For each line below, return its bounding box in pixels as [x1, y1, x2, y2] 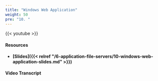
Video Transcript [5, 70, 41, 76]
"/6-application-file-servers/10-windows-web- [51, 53, 153, 59]
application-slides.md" [12, 58, 62, 64]
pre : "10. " [5, 17, 30, 22]
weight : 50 [5, 12, 28, 17]
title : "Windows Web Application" [5, 7, 78, 13]
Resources [5, 42, 29, 48]
